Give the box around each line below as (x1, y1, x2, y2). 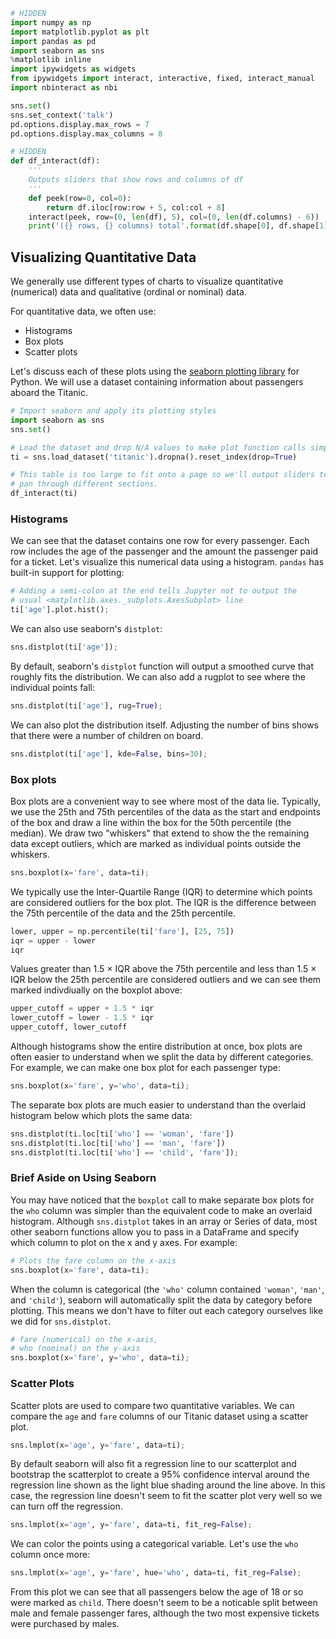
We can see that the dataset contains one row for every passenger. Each (10, 535, 310, 547)
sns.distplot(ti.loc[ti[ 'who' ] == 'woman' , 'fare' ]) (10, 1129, 235, 1139)
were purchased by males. (10, 1618, 120, 1630)
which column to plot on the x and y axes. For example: (10, 1236, 238, 1248)
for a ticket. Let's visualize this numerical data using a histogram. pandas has (10, 556, 325, 568)
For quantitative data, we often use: (10, 305, 157, 318)
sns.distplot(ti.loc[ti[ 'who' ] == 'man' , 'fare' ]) (10, 1138, 226, 1148)
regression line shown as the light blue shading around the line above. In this (10, 1479, 326, 1491)
